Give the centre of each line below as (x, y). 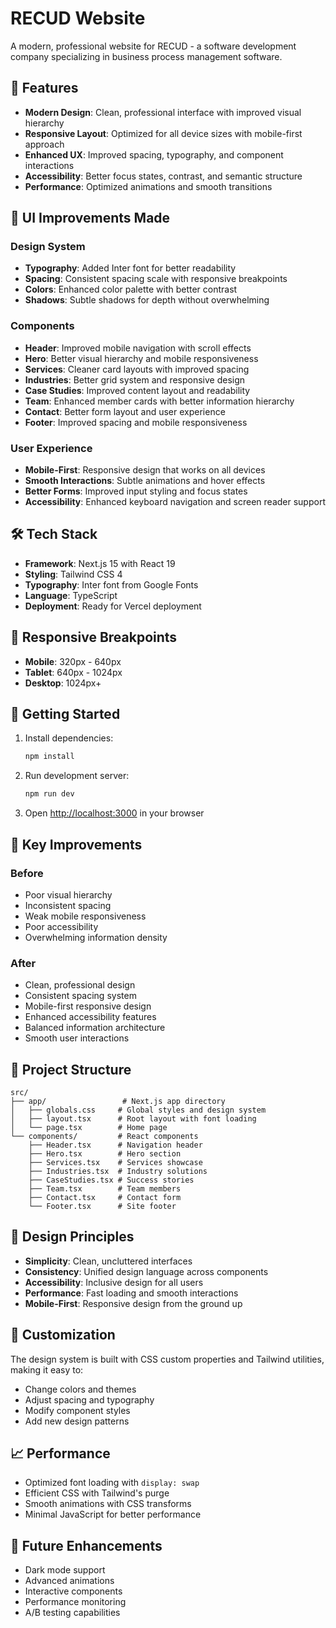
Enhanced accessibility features (90, 1017)
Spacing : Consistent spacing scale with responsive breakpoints (156, 279)
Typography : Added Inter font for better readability (130, 268)
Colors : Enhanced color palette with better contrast (131, 289)
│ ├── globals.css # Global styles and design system (138, 1110)
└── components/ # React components (104, 1137)
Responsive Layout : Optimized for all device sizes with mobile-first (163, 133)
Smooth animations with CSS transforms (108, 1504)
